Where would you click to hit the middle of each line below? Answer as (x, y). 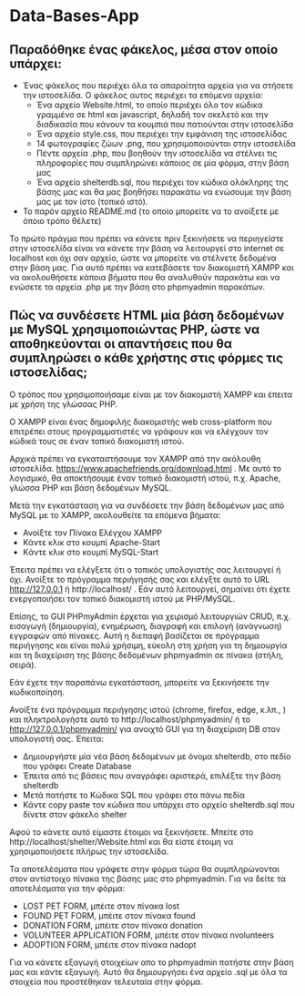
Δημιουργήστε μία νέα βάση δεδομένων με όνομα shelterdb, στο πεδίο (157, 756)
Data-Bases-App (74, 16)
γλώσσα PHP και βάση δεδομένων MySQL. (91, 487)
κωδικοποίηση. (37, 692)
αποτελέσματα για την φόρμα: (67, 888)
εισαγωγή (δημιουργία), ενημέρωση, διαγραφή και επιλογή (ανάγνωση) (146, 625)
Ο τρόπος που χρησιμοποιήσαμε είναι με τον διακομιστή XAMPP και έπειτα (151, 394)
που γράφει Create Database (77, 766)
